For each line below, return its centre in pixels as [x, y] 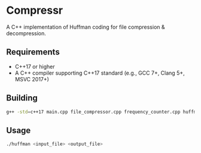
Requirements [33, 52]
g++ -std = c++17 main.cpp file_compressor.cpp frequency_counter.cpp [93, 112]
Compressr [35, 10]
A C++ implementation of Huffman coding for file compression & [86, 27]
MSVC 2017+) [32, 79]
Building [22, 98]
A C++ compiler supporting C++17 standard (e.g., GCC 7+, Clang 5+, [100, 73]
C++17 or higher [35, 66]
